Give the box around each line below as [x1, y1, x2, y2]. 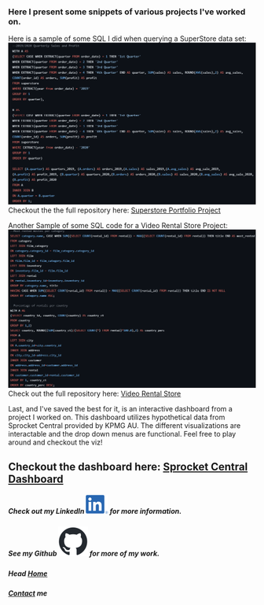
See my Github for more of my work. [8, 549, 159, 559]
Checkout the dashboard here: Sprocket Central [8, 460, 248, 474]
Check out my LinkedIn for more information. [8, 506, 182, 515]
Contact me [8, 588, 48, 598]
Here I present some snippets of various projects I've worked [8, 6, 246, 17]
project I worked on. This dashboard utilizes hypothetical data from [8, 412, 225, 422]
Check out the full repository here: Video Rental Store [8, 389, 181, 398]
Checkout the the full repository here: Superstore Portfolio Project [8, 205, 222, 215]
